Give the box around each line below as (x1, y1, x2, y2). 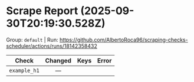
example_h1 (9, 67, 40, 74)
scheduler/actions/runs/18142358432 (6, 42, 97, 50)
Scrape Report (6, 4, 78, 18)
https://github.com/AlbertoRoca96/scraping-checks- (59, 36, 188, 43)
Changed (45, 56, 72, 64)
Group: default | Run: (6, 36, 58, 43)
